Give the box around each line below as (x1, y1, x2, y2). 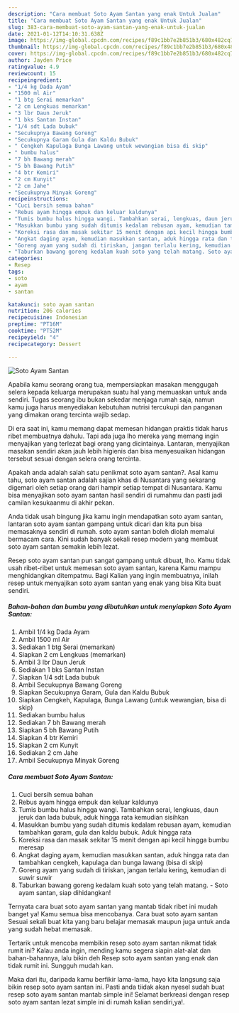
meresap (18, 843, 45, 852)
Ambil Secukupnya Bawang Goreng (18, 680, 123, 690)
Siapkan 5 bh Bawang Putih (18, 726, 99, 734)
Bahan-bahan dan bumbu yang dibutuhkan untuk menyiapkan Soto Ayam (8, 602, 232, 611)
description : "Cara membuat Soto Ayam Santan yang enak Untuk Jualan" (8, 10, 221, 18)
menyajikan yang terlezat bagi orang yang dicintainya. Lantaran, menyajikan (8, 439, 230, 448)
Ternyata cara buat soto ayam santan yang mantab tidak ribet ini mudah (8, 902, 218, 911)
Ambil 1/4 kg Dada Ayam (18, 628, 90, 636)
